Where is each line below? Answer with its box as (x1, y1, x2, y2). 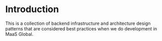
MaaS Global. (5, 31, 34, 37)
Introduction (5, 4, 59, 15)
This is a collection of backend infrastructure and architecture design (5, 20, 151, 26)
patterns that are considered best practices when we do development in (5, 25, 157, 31)
